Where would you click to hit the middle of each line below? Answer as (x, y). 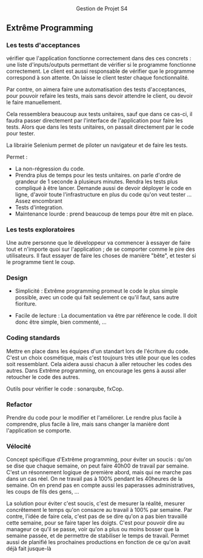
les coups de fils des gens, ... (43, 492)
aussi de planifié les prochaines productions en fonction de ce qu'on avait (98, 542)
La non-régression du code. (50, 168)
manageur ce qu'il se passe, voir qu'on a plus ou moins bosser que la (93, 529)
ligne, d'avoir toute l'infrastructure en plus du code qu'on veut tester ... (103, 194)
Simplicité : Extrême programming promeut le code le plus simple (96, 291)
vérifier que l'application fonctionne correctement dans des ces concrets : (99, 58)
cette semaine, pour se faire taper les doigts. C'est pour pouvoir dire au (95, 523)
